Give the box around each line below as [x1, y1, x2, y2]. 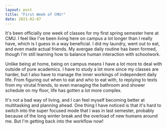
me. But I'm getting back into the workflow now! [5, 118, 104, 125]
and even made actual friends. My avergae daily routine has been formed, [5, 46, 157, 52]
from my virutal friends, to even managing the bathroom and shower [5, 82, 146, 88]
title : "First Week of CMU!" [5, 12, 66, 17]
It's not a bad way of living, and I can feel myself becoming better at [5, 97, 145, 103]
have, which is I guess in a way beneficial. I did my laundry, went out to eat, [5, 41, 160, 47]
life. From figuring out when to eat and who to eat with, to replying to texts [5, 77, 158, 83]
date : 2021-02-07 [5, 16, 41, 21]
